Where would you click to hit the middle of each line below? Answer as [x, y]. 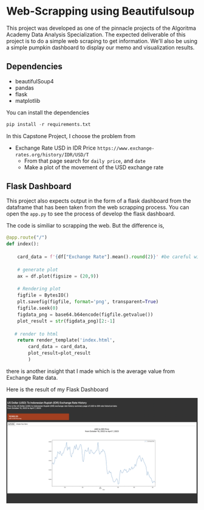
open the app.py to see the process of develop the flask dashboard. [91, 214]
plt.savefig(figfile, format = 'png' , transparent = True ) [88, 302]
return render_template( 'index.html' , [66, 340]
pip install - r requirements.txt [49, 124]
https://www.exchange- [126, 148]
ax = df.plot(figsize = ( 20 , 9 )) [58, 276]
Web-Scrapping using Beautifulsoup [100, 11]
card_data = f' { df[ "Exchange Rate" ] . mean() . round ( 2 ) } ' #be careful [104, 257]
